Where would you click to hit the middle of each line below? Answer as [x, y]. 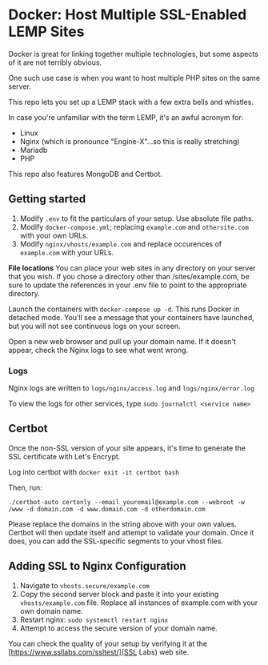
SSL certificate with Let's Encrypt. [64, 456]
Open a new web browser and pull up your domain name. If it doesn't [122, 341]
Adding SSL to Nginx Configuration [97, 566]
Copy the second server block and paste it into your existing [119, 594]
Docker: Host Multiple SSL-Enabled [128, 15]
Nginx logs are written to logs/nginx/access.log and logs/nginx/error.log [131, 388]
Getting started [47, 199]
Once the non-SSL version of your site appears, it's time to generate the [127, 448]
